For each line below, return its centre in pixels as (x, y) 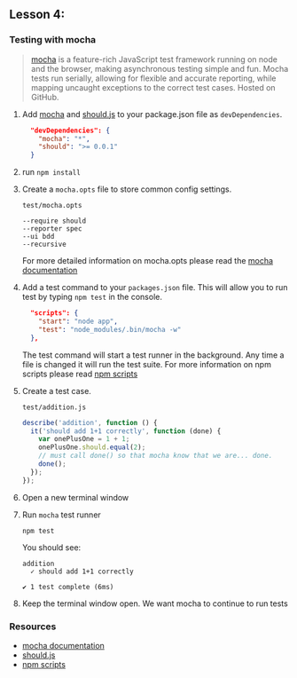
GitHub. (45, 97)
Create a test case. (56, 390)
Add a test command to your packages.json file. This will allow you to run (155, 288)
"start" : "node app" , (78, 322)
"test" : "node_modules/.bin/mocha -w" (110, 329)
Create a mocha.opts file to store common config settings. (127, 189)
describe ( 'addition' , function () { (90, 422)
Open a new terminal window (75, 497)
